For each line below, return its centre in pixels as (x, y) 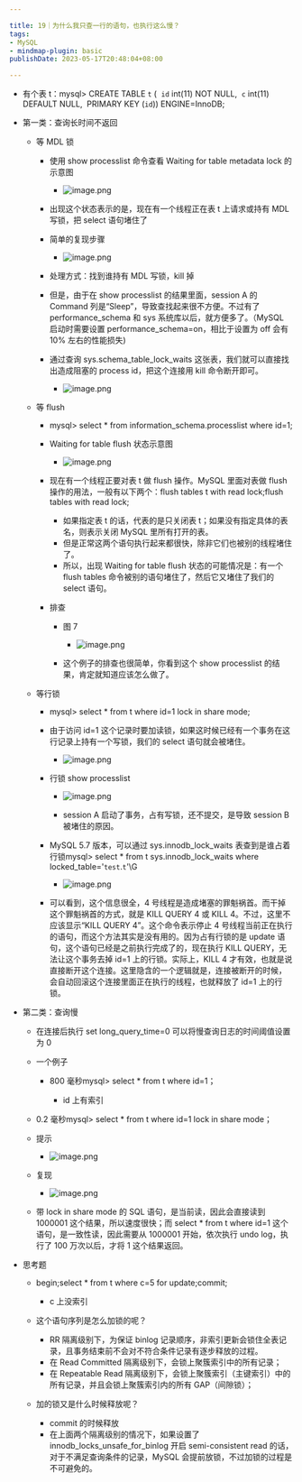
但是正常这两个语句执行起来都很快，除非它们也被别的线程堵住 (178, 543)
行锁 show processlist (90, 778)
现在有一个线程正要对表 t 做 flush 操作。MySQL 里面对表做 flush (168, 481)
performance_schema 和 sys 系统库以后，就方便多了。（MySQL (166, 318)
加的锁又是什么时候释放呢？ (87, 1404)
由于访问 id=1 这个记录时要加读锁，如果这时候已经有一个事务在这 (170, 731)
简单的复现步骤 (77, 239)
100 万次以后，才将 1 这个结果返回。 (121, 1246)
